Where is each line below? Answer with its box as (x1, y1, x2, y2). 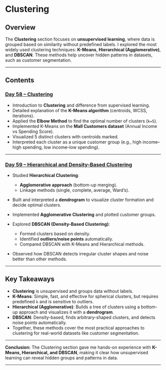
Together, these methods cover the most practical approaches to (12, 325, 145, 330)
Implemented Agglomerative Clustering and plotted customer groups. (12, 211, 156, 217)
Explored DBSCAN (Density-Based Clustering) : (12, 221, 110, 227)
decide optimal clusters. (12, 202, 62, 208)
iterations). (12, 113, 35, 119)
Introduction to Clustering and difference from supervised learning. (12, 102, 150, 108)
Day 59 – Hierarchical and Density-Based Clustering (5, 161, 132, 168)
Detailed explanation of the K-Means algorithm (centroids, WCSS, (12, 107, 147, 113)
